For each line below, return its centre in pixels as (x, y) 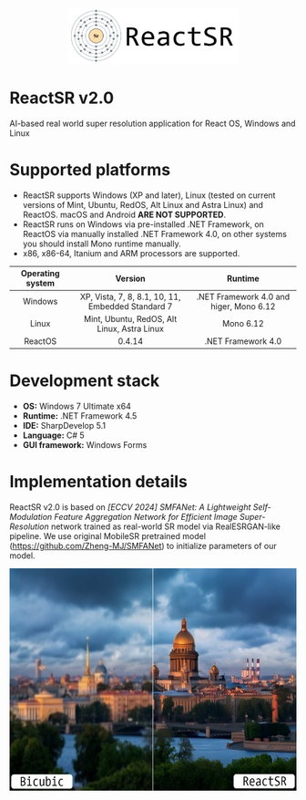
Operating (41, 274)
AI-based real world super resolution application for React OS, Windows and (153, 123)
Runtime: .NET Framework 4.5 (80, 416)
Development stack (85, 380)
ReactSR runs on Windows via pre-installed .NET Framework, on (143, 224)
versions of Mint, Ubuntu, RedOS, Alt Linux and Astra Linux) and (143, 204)
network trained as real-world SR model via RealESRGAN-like (165, 526)
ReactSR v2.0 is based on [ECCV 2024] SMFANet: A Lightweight (130, 507)
